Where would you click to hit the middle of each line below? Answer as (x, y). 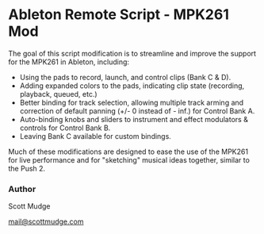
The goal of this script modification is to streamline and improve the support (132, 53)
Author (22, 189)
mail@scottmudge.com (46, 222)
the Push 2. (27, 168)
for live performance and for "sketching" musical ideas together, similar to (129, 159)
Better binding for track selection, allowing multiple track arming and (132, 102)
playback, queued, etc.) (58, 94)
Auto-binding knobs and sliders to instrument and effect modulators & (134, 119)
